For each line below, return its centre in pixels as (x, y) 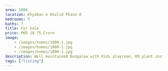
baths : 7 (14, 24)
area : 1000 (16, 10)
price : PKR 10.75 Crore (30, 33)
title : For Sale (22, 28)
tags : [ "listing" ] (24, 61)
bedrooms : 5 (17, 19)
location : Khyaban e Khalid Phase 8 (43, 14)
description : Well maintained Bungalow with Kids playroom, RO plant (79, 56)
